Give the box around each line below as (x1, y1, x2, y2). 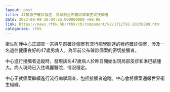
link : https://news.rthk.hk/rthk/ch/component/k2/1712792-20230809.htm (5, 21, 159, 27)
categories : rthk (5, 26, 42, 32)
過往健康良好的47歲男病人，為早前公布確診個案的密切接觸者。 (9, 47, 139, 53)
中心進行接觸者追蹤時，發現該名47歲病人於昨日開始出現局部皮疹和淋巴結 (5, 58, 157, 64)
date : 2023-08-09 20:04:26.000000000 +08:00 (5, 17, 101, 22)
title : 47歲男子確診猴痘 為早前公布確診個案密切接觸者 (5, 12, 109, 17)
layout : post (5, 7, 33, 13)
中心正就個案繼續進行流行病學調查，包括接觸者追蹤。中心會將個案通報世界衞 (5, 75, 165, 81)
